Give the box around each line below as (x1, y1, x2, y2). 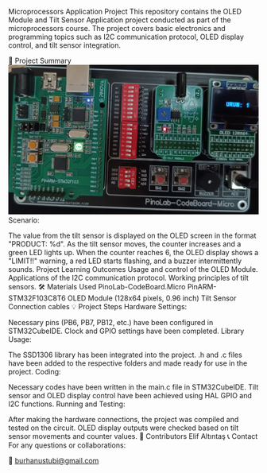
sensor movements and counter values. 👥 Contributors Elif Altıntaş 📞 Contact (8, 431, 258, 440)
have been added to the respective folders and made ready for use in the (8, 358, 248, 368)
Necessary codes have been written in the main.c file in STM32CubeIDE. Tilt (8, 382, 259, 392)
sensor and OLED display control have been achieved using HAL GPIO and (8, 390, 252, 400)
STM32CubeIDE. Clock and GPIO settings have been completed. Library (8, 326, 245, 335)
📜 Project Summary (8, 56, 72, 65)
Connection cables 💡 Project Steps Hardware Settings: (8, 301, 188, 311)
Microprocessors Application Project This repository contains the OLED (8, 7, 242, 16)
